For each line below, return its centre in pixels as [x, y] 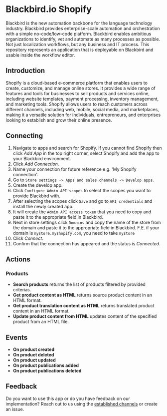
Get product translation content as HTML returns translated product [84, 306]
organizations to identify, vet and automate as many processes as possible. [83, 39]
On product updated [34, 360]
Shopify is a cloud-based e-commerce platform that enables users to [77, 83]
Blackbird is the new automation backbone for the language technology [79, 23]
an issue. [15, 409]
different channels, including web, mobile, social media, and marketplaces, [82, 109]
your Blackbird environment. [42, 158]
